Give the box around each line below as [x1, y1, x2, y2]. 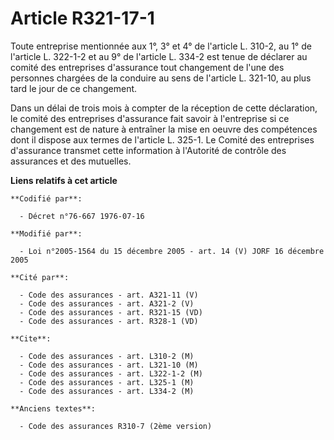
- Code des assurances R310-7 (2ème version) [19, 421, 213, 431]
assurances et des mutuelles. [10, 155, 132, 167]
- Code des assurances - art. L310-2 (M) [19, 351, 195, 361]
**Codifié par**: [10, 193, 83, 204]
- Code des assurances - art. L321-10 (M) [19, 360, 199, 370]
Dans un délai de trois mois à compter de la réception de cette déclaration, [10, 102, 318, 114]
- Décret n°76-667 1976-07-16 [19, 211, 145, 221]
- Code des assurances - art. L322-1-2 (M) [19, 368, 203, 379]
